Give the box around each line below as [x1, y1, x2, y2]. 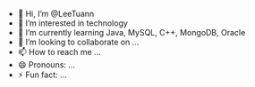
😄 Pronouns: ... [17, 59, 76, 70]
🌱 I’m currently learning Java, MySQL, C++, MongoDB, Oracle [17, 28, 246, 37]
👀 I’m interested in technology [17, 18, 128, 28]
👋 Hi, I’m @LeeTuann [17, 9, 95, 19]
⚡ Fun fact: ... [17, 69, 67, 80]
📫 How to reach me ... [17, 47, 101, 57]
